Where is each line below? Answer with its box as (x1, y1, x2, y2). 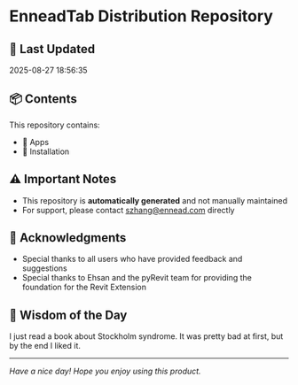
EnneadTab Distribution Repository (9, 6, 273, 27)
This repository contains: (9, 119, 100, 130)
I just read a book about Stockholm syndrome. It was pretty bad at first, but (9, 331, 284, 342)
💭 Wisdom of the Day (9, 307, 128, 322)
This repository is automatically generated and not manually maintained (21, 195, 288, 205)
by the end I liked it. (9, 341, 82, 351)
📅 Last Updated (9, 42, 96, 57)
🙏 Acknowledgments (9, 230, 127, 245)
